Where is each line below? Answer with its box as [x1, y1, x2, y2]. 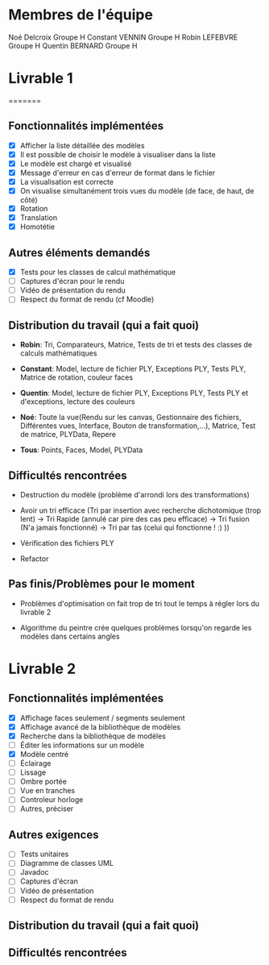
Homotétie [19, 222, 55, 231]
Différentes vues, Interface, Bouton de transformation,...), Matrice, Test [19, 421, 256, 431]
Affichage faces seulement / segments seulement [19, 713, 185, 722]
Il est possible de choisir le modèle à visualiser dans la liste [19, 149, 216, 159]
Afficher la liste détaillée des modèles [19, 140, 145, 150]
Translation [19, 213, 58, 223]
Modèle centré [19, 750, 69, 759]
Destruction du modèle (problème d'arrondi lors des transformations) [19, 489, 250, 499]
